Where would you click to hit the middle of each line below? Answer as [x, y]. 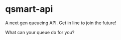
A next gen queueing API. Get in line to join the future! [61, 23]
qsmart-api [29, 9]
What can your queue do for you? [40, 32]
